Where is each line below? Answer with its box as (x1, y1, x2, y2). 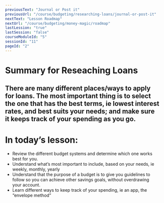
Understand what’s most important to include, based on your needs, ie (12, 161, 154, 167)
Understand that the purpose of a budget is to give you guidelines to (12, 172, 150, 178)
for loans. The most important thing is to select (5, 92, 151, 101)
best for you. (12, 156, 38, 162)
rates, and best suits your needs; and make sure (5, 107, 155, 116)
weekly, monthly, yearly (12, 166, 60, 172)
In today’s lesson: (5, 134, 78, 146)
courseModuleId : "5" (5, 35, 47, 40)
